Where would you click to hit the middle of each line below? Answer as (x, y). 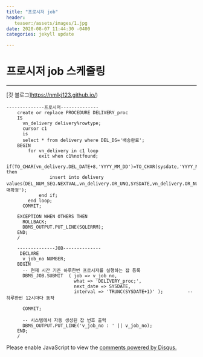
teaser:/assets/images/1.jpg (51, 23)
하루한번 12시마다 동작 (31, 298)
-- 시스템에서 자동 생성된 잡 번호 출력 (64, 321)
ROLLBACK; (34, 222)
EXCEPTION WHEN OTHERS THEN (52, 217)
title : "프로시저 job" (32, 12)
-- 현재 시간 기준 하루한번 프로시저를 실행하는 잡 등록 (81, 271)
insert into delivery (76, 178)
